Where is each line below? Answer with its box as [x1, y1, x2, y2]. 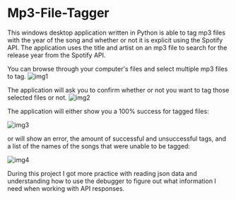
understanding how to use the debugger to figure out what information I [7, 177, 217, 185]
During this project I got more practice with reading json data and [7, 169, 197, 177]
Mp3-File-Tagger [7, 5, 110, 21]
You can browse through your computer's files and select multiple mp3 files [7, 64, 228, 73]
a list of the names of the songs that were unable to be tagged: [7, 141, 191, 150]
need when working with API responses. [7, 184, 125, 192]
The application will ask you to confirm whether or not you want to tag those [7, 86, 230, 94]
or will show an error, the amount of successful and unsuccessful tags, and [7, 134, 227, 143]
